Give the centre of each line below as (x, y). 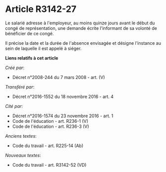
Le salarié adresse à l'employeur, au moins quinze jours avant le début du (80, 23)
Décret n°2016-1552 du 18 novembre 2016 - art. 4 (63, 96)
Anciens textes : (21, 136)
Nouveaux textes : (23, 155)
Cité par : (14, 106)
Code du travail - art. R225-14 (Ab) (48, 146)
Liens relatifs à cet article (32, 58)
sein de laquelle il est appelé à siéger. (43, 48)
